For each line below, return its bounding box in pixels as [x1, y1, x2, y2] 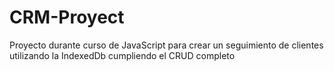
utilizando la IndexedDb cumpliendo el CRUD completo [9, 49, 236, 61]
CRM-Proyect [9, 6, 125, 29]
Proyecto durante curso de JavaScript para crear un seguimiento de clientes [9, 39, 324, 51]
